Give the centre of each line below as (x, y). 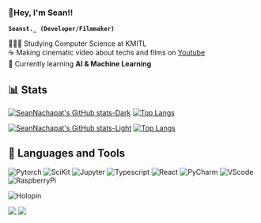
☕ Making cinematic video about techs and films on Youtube (107, 53)
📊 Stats (28, 90)
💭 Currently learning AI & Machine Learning (80, 64)
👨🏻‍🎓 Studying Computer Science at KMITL (78, 43)
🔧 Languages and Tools (67, 153)
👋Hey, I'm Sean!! (41, 13)
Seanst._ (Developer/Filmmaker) (61, 29)
